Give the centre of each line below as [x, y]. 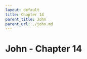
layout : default [22, 10]
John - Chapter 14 [44, 49]
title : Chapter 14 [25, 15]
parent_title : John [26, 19]
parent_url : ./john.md [29, 24]
